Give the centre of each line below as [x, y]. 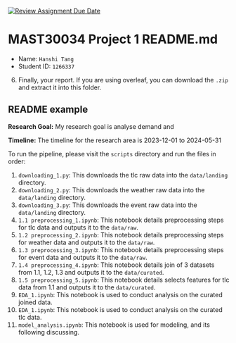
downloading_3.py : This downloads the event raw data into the [107, 205]
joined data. [35, 302]
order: [17, 161]
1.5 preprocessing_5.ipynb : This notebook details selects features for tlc [124, 280]
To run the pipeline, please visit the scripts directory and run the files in [112, 154]
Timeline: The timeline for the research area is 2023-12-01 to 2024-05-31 [115, 140]
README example [48, 110]
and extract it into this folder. [60, 87]
